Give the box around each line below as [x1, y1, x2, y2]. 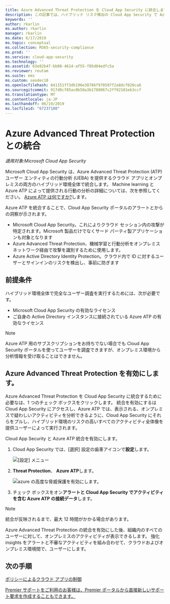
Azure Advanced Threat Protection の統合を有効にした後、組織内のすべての [5, 527, 163, 533]
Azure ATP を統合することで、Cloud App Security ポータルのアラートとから [5, 204, 163, 210]
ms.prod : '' [5, 50, 30, 55]
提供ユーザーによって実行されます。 [5, 425, 80, 431]
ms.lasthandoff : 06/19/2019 [5, 102, 65, 107]
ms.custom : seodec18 [5, 78, 49, 83]
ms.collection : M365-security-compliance [5, 45, 94, 50]
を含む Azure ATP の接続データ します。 [12, 495, 95, 501]
